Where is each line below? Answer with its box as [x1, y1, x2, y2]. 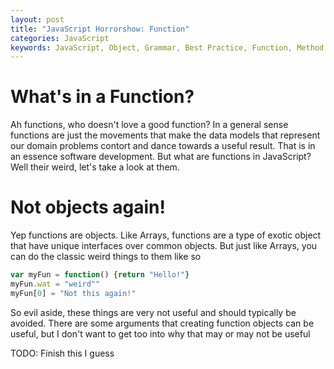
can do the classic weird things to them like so [10, 251, 202, 263]
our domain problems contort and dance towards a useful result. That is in [10, 140, 316, 152]
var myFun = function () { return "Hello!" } [10, 270, 190, 280]
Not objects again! [10, 196, 167, 219]
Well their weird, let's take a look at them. [10, 161, 180, 173]
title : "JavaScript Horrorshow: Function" [10, 24, 190, 34]
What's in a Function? [10, 86, 195, 108]
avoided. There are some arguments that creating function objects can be [10, 317, 315, 329]
